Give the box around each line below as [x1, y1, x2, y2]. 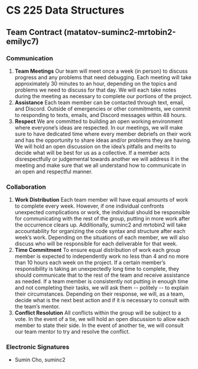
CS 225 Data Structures [6, 4, 125, 17]
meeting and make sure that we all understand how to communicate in [14, 161, 186, 169]
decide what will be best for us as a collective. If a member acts [14, 149, 170, 156]
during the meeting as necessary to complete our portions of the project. [14, 92, 193, 99]
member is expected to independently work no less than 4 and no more [14, 253, 189, 260]
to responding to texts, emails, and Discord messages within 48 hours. [14, 111, 187, 118]
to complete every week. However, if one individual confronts [14, 202, 164, 210]
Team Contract [6, 27, 63, 37]
